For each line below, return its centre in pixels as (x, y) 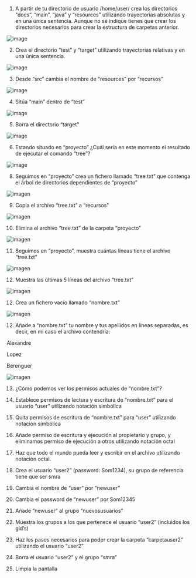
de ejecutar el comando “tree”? (53, 153)
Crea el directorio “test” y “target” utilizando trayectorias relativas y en (100, 50)
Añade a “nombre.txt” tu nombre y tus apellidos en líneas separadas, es (102, 325)
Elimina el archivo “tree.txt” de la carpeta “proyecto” (78, 228)
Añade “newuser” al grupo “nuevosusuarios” (69, 511)
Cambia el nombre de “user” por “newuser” (68, 488)
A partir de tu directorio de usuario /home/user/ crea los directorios (96, 9)
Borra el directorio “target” (47, 125)
